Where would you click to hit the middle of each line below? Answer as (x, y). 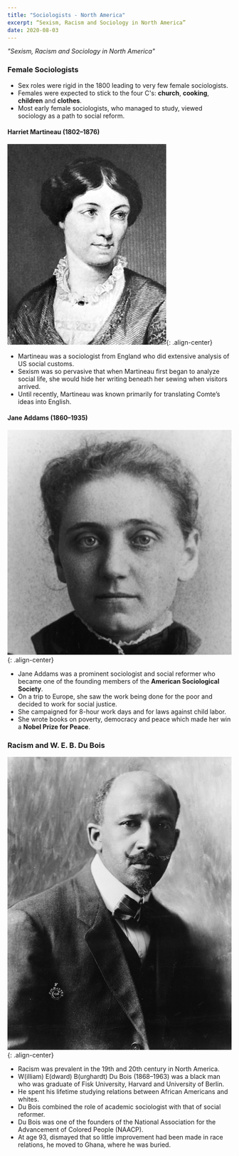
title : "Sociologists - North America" (67, 15)
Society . (30, 689)
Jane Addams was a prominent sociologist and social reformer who (116, 674)
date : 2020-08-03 (33, 30)
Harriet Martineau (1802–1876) (54, 132)
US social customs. (46, 363)
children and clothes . (49, 101)
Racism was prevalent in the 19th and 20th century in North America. (118, 1069)
